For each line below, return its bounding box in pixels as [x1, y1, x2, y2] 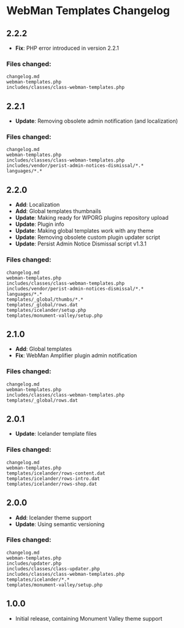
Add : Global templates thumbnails [15, 207, 101, 215]
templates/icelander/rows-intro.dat [6, 475, 100, 482]
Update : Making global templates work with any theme [15, 227, 154, 235]
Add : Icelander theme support [15, 514, 92, 521]
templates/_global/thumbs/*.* [6, 296, 84, 303]
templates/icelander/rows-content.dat [6, 470, 105, 476]
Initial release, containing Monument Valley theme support [15, 614, 163, 622]
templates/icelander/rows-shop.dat [6, 481, 98, 487]
